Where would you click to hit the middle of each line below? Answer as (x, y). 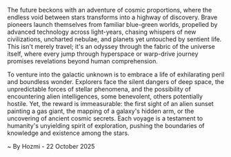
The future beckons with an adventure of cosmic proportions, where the (110, 10)
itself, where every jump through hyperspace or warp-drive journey (103, 54)
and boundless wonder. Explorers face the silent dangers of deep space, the (116, 82)
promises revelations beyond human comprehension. (83, 61)
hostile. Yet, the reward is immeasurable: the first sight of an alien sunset (110, 104)
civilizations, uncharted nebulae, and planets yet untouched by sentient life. (114, 39)
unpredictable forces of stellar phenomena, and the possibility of (99, 89)
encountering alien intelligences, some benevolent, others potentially (105, 96)
